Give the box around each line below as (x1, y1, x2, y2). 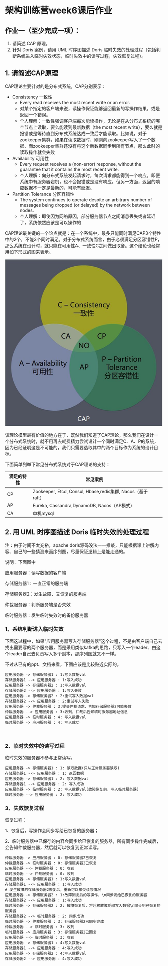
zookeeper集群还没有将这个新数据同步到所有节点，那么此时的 (33, 143, 160, 149)
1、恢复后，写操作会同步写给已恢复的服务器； (5, 828, 99, 834)
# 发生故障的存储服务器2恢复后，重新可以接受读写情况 (5, 887, 101, 892)
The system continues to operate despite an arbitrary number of (19, 196, 152, 203)
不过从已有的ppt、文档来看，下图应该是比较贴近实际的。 (5, 661, 121, 667)
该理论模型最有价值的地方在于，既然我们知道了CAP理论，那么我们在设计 (5, 432, 154, 438)
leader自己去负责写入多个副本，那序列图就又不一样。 (9, 650, 119, 656)
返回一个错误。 (19, 111, 51, 118)
